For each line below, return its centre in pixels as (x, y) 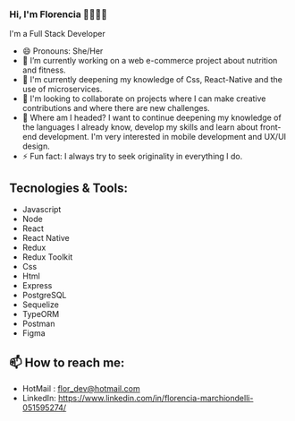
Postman (38, 324)
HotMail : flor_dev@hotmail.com (81, 388)
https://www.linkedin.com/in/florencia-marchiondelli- (156, 398)
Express (37, 286)
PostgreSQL (44, 296)
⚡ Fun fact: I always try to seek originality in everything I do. (132, 157)
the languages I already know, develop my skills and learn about (140, 127)
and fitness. (44, 70)
